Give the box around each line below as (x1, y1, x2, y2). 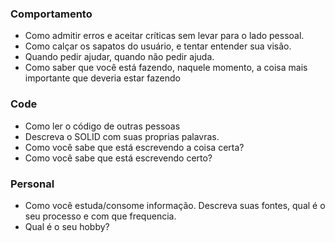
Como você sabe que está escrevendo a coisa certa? (24, 141, 245, 153)
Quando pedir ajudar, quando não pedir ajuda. (24, 51, 215, 63)
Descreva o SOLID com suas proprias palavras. (24, 130, 220, 142)
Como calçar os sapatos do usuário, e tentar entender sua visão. (24, 40, 292, 52)
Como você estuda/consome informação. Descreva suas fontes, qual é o (24, 199, 326, 211)
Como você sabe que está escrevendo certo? (24, 152, 213, 164)
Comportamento (10, 7, 93, 21)
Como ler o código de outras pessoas (24, 120, 181, 132)
